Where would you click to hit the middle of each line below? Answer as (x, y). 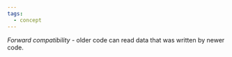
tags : (15, 14)
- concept (28, 20)
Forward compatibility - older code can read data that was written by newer (116, 40)
